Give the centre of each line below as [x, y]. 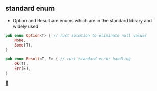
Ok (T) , [21, 64]
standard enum [30, 8]
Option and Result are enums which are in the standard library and [82, 20]
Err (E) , [22, 69]
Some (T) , [24, 45]
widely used [25, 26]
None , [20, 40]
